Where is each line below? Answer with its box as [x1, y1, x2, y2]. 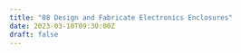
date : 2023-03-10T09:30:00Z [9, 22, 116, 31]
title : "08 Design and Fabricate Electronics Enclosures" [9, 13, 233, 22]
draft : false [9, 30, 59, 39]
